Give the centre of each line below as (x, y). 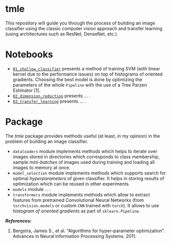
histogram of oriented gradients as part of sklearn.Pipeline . (76, 211)
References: (19, 221)
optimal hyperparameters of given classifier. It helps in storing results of (88, 178)
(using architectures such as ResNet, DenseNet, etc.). (62, 34)
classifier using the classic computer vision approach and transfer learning (84, 28)
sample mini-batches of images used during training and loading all (83, 162)
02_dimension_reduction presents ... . (52, 95)
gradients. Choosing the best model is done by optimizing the (77, 79)
